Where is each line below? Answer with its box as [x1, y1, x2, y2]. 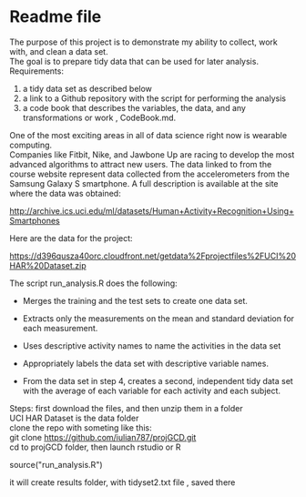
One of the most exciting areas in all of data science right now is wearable [9, 129, 288, 140]
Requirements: [9, 66, 64, 76]
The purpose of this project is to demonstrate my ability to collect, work [9, 36, 278, 47]
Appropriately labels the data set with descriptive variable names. [22, 358, 269, 369]
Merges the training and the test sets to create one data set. [22, 295, 248, 306]
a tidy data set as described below [22, 83, 153, 94]
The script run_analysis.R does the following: [9, 278, 178, 289]
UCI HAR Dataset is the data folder [9, 412, 139, 423]
